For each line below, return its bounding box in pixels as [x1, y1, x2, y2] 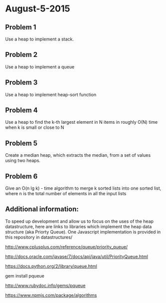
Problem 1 [5, 23, 36, 31]
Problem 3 [5, 78, 38, 87]
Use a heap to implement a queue [5, 63, 75, 70]
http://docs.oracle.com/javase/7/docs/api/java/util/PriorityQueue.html [5, 253, 149, 260]
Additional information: [5, 205, 79, 214]
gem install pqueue [5, 273, 45, 279]
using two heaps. [5, 158, 41, 164]
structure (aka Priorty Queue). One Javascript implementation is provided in [5, 229, 161, 235]
